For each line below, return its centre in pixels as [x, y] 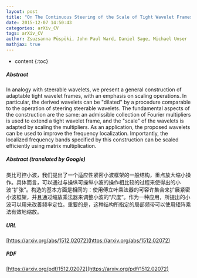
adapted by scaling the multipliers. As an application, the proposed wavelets [98, 127]
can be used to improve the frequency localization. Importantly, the [87, 133]
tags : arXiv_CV [25, 34]
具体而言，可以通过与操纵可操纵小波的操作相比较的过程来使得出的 [96, 182]
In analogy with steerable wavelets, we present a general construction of [94, 90]
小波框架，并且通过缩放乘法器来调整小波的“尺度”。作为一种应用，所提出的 [96, 197]
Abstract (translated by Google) [46, 159]
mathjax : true [23, 45]
